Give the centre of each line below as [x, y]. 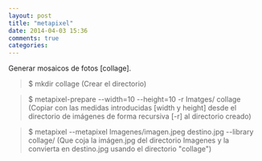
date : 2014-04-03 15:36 [48, 30]
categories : [28, 46]
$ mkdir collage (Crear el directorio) [87, 84]
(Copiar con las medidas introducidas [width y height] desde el [132, 108]
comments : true [34, 38]
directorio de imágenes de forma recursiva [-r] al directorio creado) [139, 116]
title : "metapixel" [41, 23]
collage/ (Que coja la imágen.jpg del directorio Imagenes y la [129, 140]
